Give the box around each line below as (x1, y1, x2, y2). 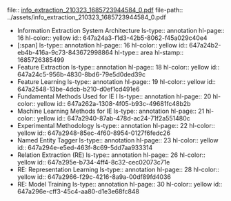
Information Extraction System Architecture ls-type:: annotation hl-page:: (17, 27, 225, 34)
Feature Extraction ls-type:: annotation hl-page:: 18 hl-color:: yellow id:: (17, 63, 220, 71)
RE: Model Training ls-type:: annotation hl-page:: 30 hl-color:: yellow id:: (17, 180, 223, 188)
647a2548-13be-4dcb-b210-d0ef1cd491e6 (17, 85, 140, 93)
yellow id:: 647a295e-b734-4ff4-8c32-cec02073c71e (17, 158, 170, 166)
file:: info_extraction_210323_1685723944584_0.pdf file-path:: (7, 6, 183, 14)
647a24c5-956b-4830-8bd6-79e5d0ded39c (17, 70, 146, 78)
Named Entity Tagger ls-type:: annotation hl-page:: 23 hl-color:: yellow (17, 136, 219, 144)
